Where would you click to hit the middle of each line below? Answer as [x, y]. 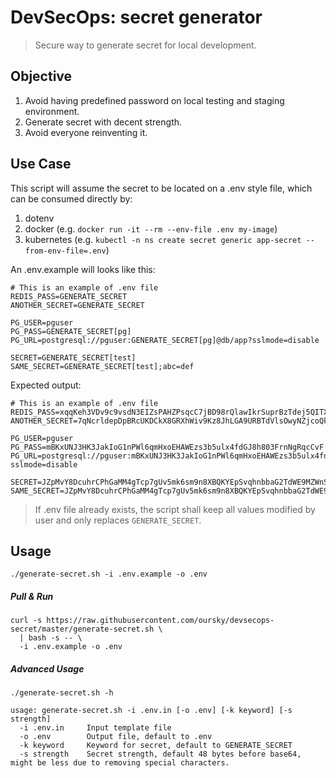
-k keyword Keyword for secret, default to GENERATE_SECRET [156, 746]
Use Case [41, 164]
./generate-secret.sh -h [62, 693]
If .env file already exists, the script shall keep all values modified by [175, 509]
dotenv [39, 218]
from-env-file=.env [65, 251]
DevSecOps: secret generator [136, 17]
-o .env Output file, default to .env [116, 737]
